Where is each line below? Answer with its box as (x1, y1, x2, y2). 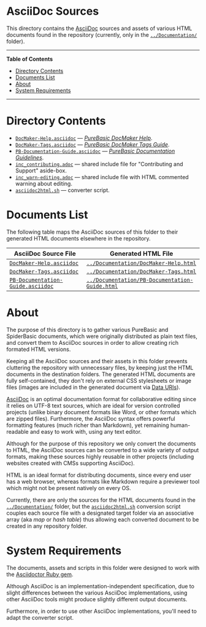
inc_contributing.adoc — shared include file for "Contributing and (15, 160, 183, 167)
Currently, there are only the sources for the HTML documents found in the (6, 496, 196, 504)
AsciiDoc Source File (13, 249, 76, 258)
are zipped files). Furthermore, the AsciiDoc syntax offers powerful (6, 415, 176, 422)
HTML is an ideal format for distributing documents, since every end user (6, 471, 192, 479)
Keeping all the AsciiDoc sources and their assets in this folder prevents (6, 357, 188, 364)
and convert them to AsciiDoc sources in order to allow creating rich (6, 339, 179, 346)
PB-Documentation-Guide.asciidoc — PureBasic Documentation (15, 147, 175, 155)
